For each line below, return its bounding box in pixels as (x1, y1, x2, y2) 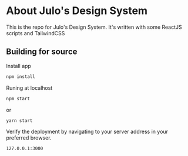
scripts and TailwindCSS (6, 29, 65, 36)
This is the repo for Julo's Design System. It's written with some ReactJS (6, 23, 182, 30)
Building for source (6, 47, 78, 57)
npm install (6, 73, 35, 80)
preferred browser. (6, 134, 52, 141)
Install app (6, 62, 31, 69)
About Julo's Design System (6, 4, 148, 18)
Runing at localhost (6, 84, 53, 91)
